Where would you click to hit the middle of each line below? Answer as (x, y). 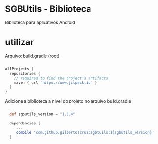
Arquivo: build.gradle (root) (32, 56)
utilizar (20, 42)
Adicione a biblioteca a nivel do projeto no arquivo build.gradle (68, 101)
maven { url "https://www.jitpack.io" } (56, 82)
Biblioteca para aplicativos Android (40, 22)
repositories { (25, 73)
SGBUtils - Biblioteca (48, 9)
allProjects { (20, 69)
